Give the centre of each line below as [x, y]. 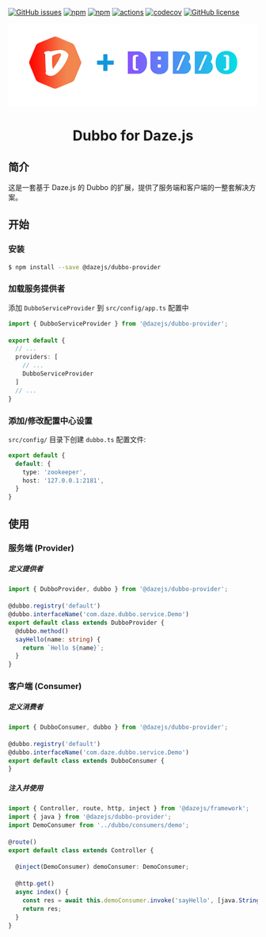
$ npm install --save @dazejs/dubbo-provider [84, 267]
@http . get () [35, 884]
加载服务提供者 [37, 289]
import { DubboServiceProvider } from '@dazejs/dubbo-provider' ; [118, 324]
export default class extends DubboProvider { [86, 623]
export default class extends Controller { [81, 850]
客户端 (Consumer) [45, 687]
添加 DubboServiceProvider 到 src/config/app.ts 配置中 [99, 307]
